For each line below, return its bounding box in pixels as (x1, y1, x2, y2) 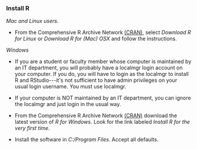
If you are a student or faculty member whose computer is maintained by (14, 58, 192, 65)
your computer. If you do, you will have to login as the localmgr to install (14, 71, 189, 78)
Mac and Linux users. (6, 18, 59, 25)
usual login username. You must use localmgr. (14, 83, 126, 90)
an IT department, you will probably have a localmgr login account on (14, 64, 183, 71)
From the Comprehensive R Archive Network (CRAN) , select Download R (14, 29, 191, 36)
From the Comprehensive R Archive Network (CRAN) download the (14, 112, 178, 119)
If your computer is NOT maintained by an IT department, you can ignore (14, 94, 191, 101)
